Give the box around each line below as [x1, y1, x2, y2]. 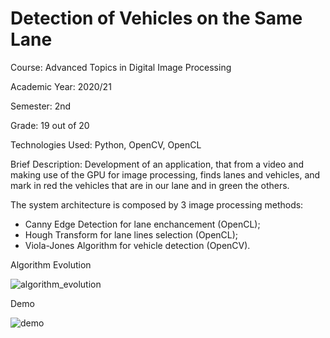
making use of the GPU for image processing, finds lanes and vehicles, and [10, 168, 321, 181]
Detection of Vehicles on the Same [10, 7, 303, 30]
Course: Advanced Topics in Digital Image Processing [10, 61, 232, 73]
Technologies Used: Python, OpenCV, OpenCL [10, 138, 202, 151]
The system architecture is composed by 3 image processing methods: [10, 198, 304, 211]
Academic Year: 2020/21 [10, 80, 112, 92]
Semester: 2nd [10, 100, 72, 112]
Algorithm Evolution [10, 258, 92, 271]
